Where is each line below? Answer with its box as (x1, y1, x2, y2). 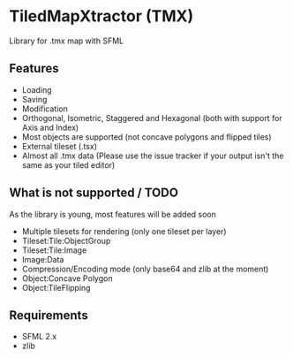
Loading (21, 84, 52, 95)
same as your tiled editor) (21, 159, 116, 170)
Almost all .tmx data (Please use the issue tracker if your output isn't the (21, 150, 284, 161)
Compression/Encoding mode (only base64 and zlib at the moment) (21, 263, 269, 274)
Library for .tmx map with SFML (9, 35, 124, 46)
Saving (21, 94, 48, 104)
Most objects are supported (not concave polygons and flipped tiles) (21, 131, 272, 142)
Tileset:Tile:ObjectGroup (21, 235, 111, 246)
